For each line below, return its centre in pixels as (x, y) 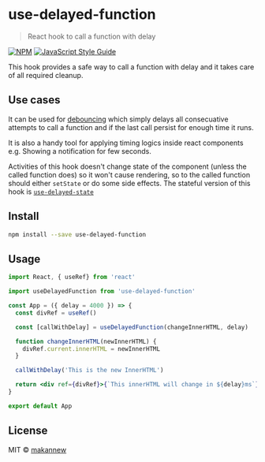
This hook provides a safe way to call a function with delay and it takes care (131, 67)
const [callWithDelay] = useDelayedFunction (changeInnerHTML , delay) (132, 327)
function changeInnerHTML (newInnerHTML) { (86, 341)
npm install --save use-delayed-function (77, 234)
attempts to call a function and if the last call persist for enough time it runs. (131, 127)
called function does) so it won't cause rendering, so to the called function (129, 174)
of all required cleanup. (46, 75)
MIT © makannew (37, 449)
